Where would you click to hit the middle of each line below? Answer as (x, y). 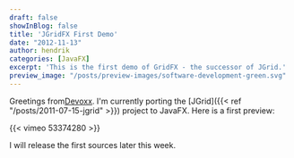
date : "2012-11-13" (46, 42)
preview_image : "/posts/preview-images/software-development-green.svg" (148, 76)
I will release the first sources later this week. (93, 145)
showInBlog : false (43, 26)
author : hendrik (39, 51)
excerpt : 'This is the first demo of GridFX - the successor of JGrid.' (148, 68)
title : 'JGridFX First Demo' (64, 34)
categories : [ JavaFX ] (50, 59)
